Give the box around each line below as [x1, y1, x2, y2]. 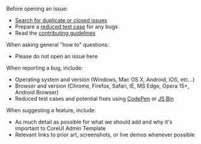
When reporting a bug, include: [6, 64, 83, 71]
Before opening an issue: [6, 5, 68, 12]
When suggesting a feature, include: [6, 107, 96, 113]
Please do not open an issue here [14, 53, 98, 59]
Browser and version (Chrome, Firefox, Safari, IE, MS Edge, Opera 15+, [14, 82, 190, 89]
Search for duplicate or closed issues [14, 17, 107, 23]
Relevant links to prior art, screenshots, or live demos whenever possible [14, 131, 195, 138]
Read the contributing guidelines [14, 29, 96, 37]
